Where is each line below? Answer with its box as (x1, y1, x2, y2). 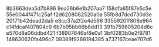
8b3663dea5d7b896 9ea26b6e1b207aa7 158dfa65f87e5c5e (6, 5, 152, 12)
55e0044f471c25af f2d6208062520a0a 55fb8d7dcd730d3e (6, 11, 153, 18)
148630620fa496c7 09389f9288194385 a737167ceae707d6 (6, 36, 153, 42)
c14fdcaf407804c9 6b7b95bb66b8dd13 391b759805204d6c (6, 23, 154, 30)
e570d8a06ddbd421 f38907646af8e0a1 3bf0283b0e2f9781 (6, 30, 151, 37)
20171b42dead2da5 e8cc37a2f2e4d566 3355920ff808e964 (6, 17, 153, 24)
